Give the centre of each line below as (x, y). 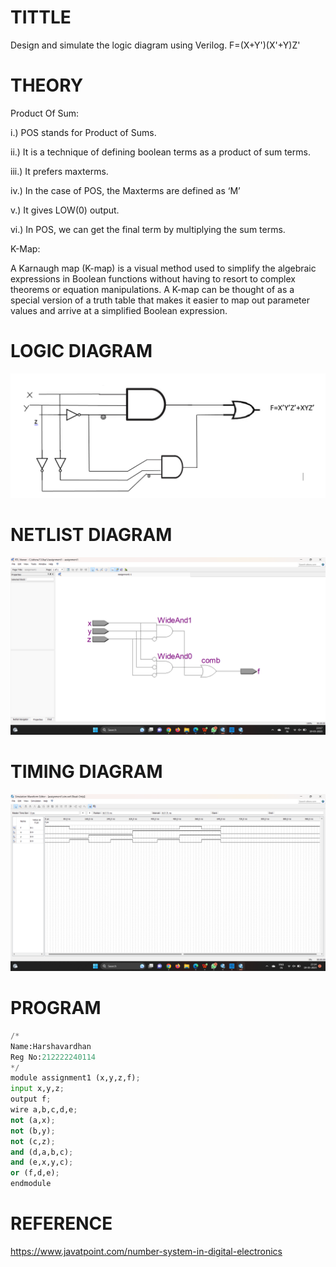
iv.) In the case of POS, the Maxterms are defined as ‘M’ (125, 190)
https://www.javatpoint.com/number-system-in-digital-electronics (146, 1252)
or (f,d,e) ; (35, 1173)
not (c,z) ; (33, 1141)
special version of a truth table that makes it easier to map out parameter (160, 300)
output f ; (31, 1099)
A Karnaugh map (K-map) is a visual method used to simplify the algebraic (163, 268)
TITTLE (41, 17)
